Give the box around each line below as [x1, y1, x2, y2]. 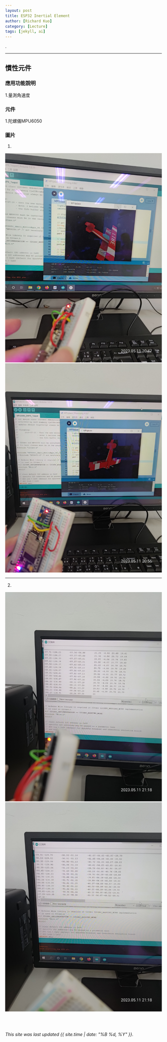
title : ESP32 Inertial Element [5, 13, 70, 18]
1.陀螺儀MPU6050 [5, 118, 42, 124]
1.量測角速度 [5, 92, 30, 98]
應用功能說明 [5, 80, 36, 87]
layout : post [5, 8, 32, 13]
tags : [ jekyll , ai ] [5, 29, 46, 34]
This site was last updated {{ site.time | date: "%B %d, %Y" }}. [5, 1032, 134, 1038]
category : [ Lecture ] [5, 24, 48, 29]
